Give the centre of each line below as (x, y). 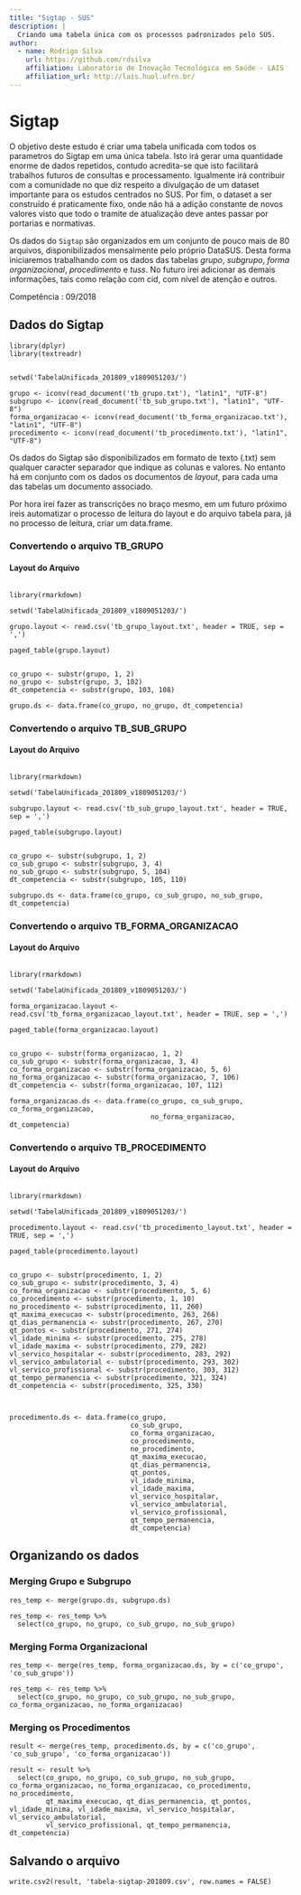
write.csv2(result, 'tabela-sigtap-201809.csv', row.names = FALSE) (141, 1882)
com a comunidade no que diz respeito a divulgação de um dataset (134, 184)
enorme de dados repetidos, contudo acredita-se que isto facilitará (134, 165)
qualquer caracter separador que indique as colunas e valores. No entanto (147, 467)
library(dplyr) (38, 346)
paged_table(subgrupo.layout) (66, 832)
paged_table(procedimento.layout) (74, 1252)
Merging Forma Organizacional (79, 1646)
